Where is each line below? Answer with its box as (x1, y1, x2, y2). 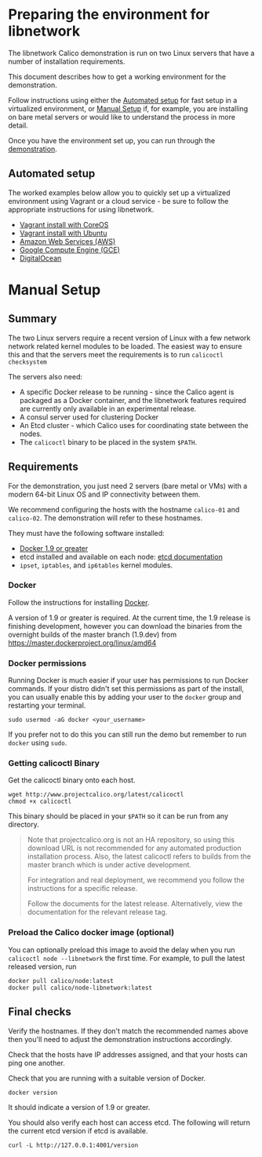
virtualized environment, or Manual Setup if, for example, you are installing (8, 104, 249, 113)
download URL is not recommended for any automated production (27, 844, 242, 853)
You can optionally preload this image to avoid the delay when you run (8, 944, 235, 954)
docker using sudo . (8, 738, 67, 748)
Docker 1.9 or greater (19, 543, 89, 553)
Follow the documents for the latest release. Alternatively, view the (27, 899, 243, 908)
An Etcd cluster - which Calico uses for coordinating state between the (19, 420, 249, 430)
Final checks (8, 1005, 72, 1018)
